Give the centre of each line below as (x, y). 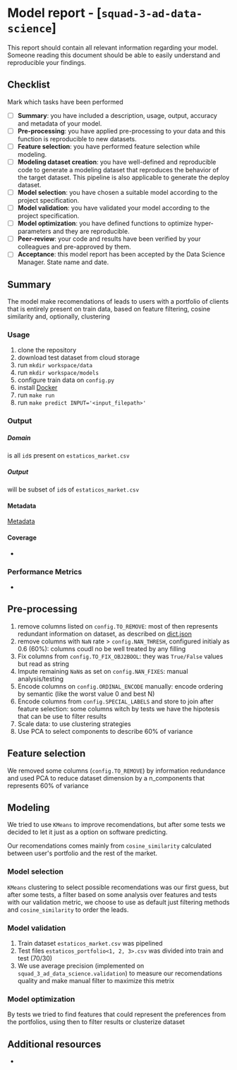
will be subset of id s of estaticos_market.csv (73, 489)
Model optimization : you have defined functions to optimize (105, 223)
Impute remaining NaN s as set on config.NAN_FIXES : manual (103, 671)
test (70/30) (35, 958)
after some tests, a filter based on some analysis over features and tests (112, 894)
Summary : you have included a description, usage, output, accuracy (117, 115)
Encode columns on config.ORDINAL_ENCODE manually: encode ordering (120, 686)
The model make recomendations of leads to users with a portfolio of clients (118, 302)
